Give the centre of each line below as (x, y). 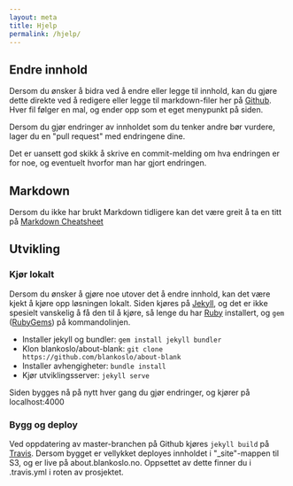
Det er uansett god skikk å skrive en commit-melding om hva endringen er (145, 154)
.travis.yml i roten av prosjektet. (66, 472)
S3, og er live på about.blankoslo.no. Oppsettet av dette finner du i (131, 462)
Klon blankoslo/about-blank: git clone (93, 348)
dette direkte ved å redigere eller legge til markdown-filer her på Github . (140, 100)
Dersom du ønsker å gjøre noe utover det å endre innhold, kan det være (140, 294)
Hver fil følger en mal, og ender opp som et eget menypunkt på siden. (136, 110)
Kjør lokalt (32, 274)
